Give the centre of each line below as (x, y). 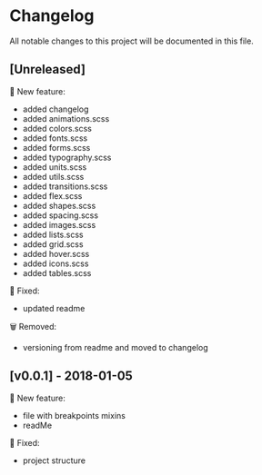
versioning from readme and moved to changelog (116, 347)
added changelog (55, 109)
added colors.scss (57, 128)
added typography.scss (67, 157)
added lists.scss (53, 234)
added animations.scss (66, 118)
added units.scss (55, 167)
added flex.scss (52, 195)
